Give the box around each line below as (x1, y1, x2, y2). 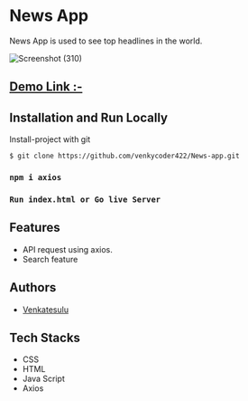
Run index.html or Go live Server (9, 194, 161, 205)
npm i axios (9, 173, 62, 183)
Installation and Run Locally (9, 110, 169, 125)
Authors (9, 280, 57, 295)
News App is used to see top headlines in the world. (9, 35, 203, 46)
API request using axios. (22, 243, 113, 254)
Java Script (22, 373, 65, 385)
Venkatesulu (22, 304, 69, 315)
